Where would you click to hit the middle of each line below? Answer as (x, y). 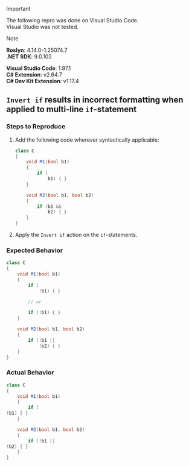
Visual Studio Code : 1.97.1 (39, 68)
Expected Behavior (35, 250)
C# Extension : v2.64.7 (34, 74)
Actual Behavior (30, 373)
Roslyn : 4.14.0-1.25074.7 (37, 50)
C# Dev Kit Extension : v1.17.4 (43, 81)
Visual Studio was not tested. (43, 27)
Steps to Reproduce (36, 127)
